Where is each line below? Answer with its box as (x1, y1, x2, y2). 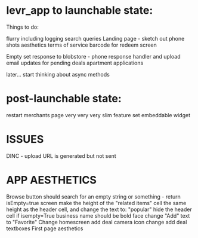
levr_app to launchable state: (6, 4, 153, 17)
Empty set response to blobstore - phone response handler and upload (6, 53, 181, 60)
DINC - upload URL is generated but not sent (6, 152, 116, 159)
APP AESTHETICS (6, 173, 97, 187)
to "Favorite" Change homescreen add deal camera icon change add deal (6, 218, 187, 225)
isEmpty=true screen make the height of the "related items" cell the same (6, 199, 187, 206)
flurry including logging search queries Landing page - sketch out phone (6, 35, 185, 42)
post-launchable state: (6, 92, 122, 105)
